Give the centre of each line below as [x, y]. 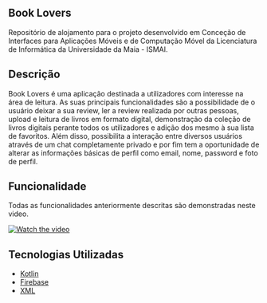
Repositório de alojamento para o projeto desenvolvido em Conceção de [127, 32]
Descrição [34, 75]
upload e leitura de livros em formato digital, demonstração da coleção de [130, 119]
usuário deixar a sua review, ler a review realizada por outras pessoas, [124, 110]
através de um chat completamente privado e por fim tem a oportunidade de [134, 144]
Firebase [34, 282]
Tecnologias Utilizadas [66, 254]
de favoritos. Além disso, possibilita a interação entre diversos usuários [126, 136]
